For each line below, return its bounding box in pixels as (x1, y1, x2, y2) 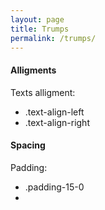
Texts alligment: (10, 86, 76, 98)
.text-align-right (24, 116, 90, 128)
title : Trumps (10, 24, 70, 34)
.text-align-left (24, 106, 85, 118)
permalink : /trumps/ (10, 33, 97, 43)
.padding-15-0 (24, 181, 85, 193)
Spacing (10, 139, 46, 151)
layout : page (10, 14, 65, 25)
